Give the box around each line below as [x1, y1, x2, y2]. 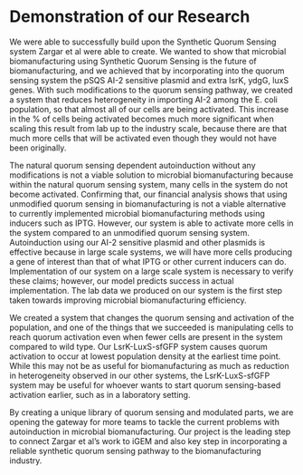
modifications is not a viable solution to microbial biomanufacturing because [9, 170, 294, 180]
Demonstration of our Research [9, 6, 251, 27]
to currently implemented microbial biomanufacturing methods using [9, 208, 265, 218]
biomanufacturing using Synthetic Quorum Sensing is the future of [9, 55, 258, 66]
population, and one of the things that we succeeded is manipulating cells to [9, 322, 294, 333]
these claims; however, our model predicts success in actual [9, 275, 234, 286]
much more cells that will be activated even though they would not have [9, 132, 278, 143]
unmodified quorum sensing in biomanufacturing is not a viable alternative [9, 198, 287, 209]
